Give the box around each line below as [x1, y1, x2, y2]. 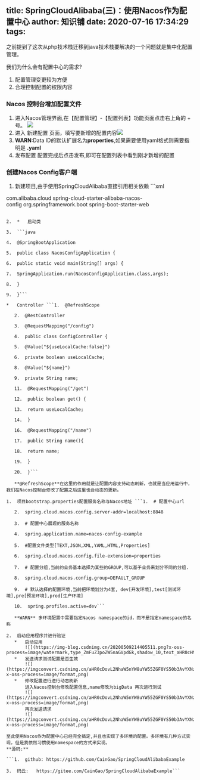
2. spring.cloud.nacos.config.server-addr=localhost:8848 [14, 509, 164, 515]
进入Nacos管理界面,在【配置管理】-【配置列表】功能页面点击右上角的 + [14, 114, 191, 122]
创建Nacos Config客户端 [6, 168, 77, 177]
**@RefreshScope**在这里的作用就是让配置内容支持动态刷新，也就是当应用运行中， [14, 481, 192, 487]
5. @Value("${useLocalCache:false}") [14, 344, 111, 350]
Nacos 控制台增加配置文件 [6, 100, 82, 108]
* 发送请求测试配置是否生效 [14, 656, 79, 662]
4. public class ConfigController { [14, 333, 108, 340]
